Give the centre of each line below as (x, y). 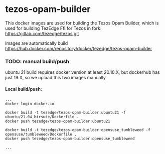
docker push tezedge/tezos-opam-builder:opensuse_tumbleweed (70, 139)
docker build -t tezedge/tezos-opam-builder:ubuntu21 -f (66, 113)
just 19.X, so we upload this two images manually (56, 78)
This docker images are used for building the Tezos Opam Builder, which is (82, 23)
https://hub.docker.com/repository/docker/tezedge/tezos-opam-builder (79, 48)
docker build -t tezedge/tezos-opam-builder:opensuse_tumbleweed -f (78, 130)
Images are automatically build (37, 43)
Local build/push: (24, 89)
